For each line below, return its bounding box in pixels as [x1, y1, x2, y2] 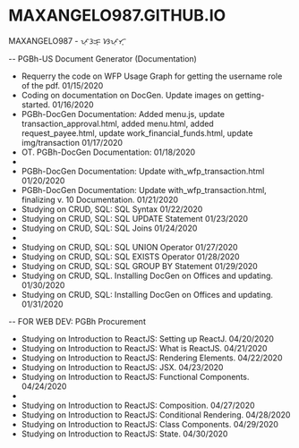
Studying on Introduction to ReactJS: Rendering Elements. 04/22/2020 [21, 352, 283, 363]
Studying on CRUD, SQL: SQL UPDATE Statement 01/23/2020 [21, 213, 248, 224]
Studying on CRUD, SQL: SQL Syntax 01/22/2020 [21, 203, 203, 215]
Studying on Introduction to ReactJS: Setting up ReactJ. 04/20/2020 [21, 333, 275, 344]
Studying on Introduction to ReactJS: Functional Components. [21, 371, 250, 382]
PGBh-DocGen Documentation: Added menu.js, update [21, 108, 226, 119]
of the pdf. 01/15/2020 [21, 80, 104, 90]
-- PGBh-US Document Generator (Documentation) [8, 53, 198, 63]
